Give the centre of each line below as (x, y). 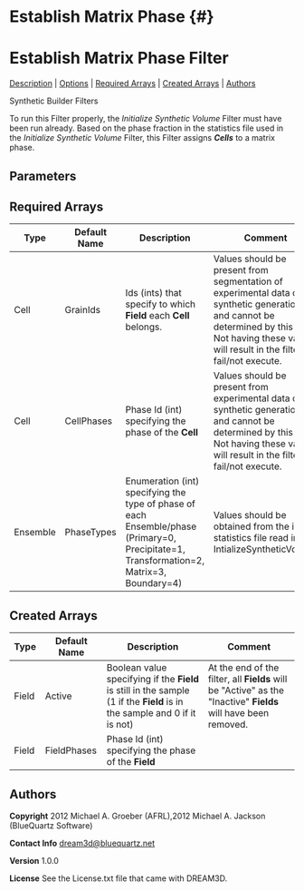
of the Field (131, 762)
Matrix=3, (146, 572)
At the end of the (243, 668)
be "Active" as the (246, 690)
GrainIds (83, 310)
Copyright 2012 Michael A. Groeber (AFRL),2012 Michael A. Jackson (138, 816)
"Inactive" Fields (243, 702)
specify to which (161, 304)
